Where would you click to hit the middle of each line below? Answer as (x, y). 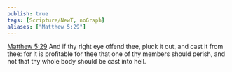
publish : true (28, 14)
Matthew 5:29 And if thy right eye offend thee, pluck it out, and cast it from (115, 47)
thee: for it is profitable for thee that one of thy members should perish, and (116, 54)
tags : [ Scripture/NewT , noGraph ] (56, 20)
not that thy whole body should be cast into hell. (77, 62)
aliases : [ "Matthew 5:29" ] (47, 27)
